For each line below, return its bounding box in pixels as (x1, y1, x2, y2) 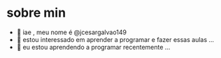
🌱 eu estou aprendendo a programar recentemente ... (16, 43, 171, 51)
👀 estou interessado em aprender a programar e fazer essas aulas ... (16, 35, 215, 43)
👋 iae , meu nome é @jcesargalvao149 (16, 28, 127, 36)
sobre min (6, 5, 66, 21)
